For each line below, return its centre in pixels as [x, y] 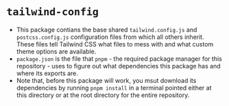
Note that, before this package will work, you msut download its [106, 80]
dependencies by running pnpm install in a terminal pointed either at [114, 88]
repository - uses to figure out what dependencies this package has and [118, 66]
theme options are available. [56, 51]
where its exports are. [47, 73]
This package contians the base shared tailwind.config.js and [107, 29]
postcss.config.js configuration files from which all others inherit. [110, 37]
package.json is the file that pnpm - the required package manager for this [119, 58]
